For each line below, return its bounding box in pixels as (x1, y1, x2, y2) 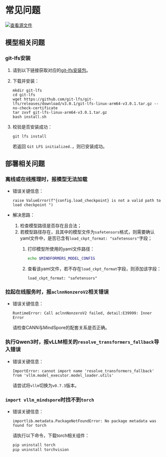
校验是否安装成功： (12, 124, 53, 130)
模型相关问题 (5, 38, 45, 47)
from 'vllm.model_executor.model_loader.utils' (12, 373, 114, 378)
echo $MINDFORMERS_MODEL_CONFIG (27, 256, 95, 261)
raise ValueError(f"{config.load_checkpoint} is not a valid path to (12, 198, 161, 203)
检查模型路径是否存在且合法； (20, 222, 82, 229)
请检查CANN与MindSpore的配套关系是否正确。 (12, 325, 110, 331)
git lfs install (12, 134, 47, 139)
